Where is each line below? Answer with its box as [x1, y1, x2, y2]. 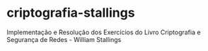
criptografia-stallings [6, 5, 135, 21]
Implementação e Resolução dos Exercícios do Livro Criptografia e [6, 28, 201, 36]
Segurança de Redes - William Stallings [6, 35, 122, 43]
